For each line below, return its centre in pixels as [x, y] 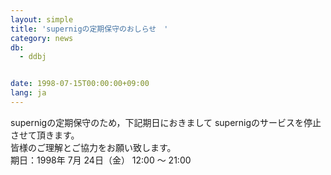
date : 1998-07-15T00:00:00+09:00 [80, 84]
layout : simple [42, 19]
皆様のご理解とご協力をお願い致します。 [93, 147]
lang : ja [28, 93]
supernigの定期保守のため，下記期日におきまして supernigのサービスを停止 [166, 122]
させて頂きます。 [45, 135]
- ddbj [33, 57]
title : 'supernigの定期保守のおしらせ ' [89, 29]
